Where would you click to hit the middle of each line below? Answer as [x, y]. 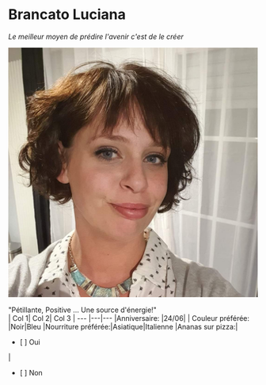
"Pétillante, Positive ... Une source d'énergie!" [82, 310]
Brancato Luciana [67, 15]
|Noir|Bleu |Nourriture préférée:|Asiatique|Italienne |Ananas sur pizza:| [123, 326]
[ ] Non [31, 372]
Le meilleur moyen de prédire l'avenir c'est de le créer [96, 36]
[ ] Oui [30, 341]
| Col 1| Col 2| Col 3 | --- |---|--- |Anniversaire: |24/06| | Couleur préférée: [129, 318]
